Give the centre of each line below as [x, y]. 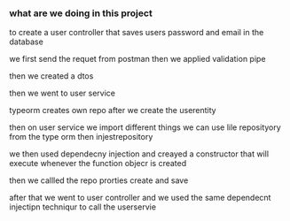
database [27, 42]
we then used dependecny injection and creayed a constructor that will [139, 154]
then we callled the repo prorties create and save [99, 180]
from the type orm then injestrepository [81, 137]
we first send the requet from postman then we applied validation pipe [137, 59]
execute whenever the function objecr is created [98, 164]
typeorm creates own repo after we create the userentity [113, 110]
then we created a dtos [51, 76]
